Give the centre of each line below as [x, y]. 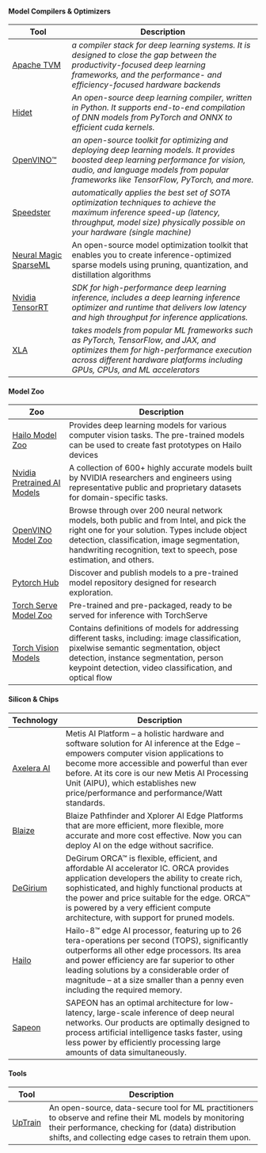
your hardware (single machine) [131, 232]
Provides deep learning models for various [148, 425]
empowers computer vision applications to [145, 753]
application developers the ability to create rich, [154, 877]
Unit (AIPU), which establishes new [131, 782]
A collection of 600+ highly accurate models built [161, 468]
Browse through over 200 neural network [146, 511]
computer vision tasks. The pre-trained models [157, 436]
